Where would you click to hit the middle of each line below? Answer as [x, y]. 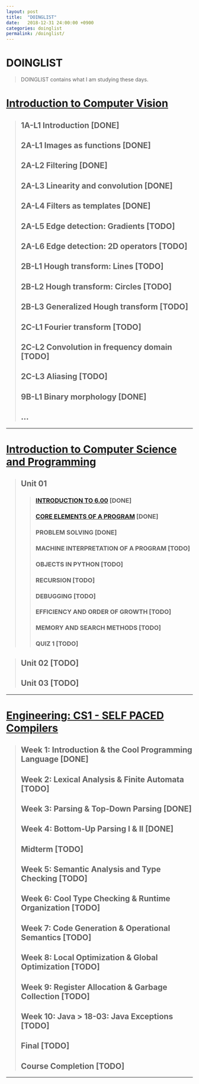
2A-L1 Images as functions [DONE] [86, 146]
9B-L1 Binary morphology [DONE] [84, 397]
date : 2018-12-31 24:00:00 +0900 [50, 23]
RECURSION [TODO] [65, 580]
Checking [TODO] [54, 879]
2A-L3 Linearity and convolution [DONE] [97, 185]
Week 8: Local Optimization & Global [89, 958]
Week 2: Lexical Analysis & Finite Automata [102, 779]
